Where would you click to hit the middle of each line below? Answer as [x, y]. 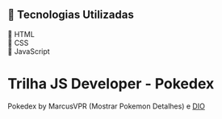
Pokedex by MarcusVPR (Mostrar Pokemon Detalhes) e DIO [106, 106]
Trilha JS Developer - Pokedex [111, 84]
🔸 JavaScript [29, 51]
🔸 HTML [21, 34]
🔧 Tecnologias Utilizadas [71, 15]
